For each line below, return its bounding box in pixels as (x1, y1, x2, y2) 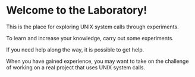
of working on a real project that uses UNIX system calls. (6, 63, 146, 71)
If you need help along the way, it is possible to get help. (6, 46, 144, 53)
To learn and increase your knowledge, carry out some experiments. (6, 34, 174, 41)
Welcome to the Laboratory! (6, 4, 147, 17)
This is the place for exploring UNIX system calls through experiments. (6, 23, 180, 30)
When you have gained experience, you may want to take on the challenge (6, 57, 189, 65)
